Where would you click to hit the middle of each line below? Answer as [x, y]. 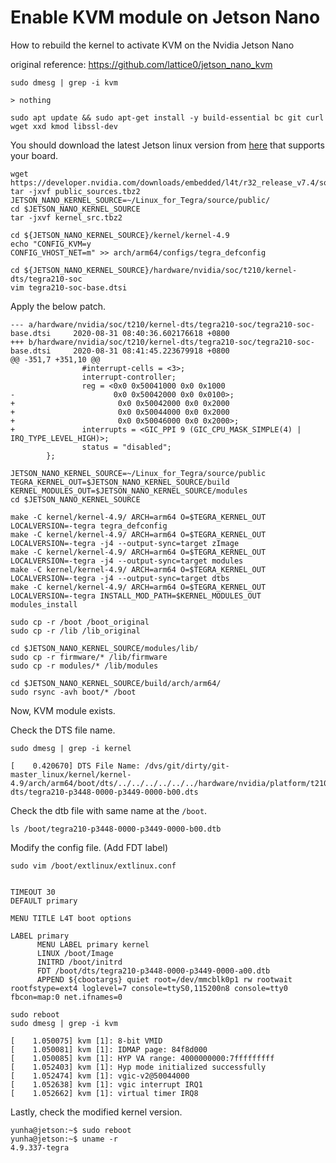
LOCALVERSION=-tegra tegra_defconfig [89, 526]
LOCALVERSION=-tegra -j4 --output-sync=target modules [127, 561]
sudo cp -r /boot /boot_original [80, 622]
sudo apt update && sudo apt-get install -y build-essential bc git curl [167, 117]
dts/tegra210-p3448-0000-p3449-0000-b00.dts [104, 792]
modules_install [44, 604]
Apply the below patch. [58, 306]
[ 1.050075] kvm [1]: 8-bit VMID [86, 1041]
